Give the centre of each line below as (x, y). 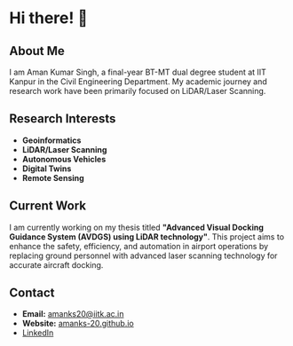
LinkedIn (38, 333)
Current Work (48, 206)
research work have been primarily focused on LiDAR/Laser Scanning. (138, 91)
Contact (32, 293)
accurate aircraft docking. (56, 264)
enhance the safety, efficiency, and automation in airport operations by (139, 246)
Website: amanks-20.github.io (78, 324)
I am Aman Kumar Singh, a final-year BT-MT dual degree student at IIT (138, 72)
